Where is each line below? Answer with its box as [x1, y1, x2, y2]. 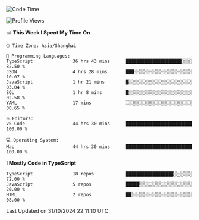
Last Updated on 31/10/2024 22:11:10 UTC [6, 208, 109, 214]
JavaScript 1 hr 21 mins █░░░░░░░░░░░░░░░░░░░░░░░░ [6, 79, 193, 85]
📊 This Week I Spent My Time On [6, 29, 90, 36]
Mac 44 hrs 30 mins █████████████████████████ [6, 144, 193, 150]
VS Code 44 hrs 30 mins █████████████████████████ [6, 121, 193, 127]
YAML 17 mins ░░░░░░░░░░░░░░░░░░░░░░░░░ [6, 100, 193, 106]
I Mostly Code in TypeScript [6, 159, 76, 166]
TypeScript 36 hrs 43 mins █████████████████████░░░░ [6, 58, 193, 64]
